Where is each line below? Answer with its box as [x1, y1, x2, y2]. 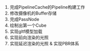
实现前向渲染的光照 [9, 34, 49, 40]
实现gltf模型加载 [9, 29, 43, 34]
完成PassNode [9, 17, 40, 22]
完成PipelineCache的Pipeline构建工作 [9, 4, 85, 10]
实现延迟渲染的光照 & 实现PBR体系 [9, 41, 79, 46]
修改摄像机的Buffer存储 [9, 10, 57, 16]
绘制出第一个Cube [9, 22, 47, 28]
